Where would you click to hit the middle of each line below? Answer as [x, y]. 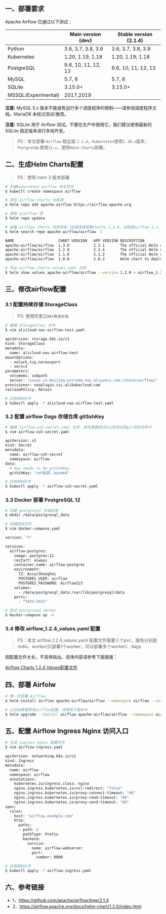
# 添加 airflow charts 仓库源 [34, 200]
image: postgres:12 [34, 556]
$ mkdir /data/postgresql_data [37, 515]
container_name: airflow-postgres [49, 565]
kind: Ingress [20, 761]
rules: [16, 811]
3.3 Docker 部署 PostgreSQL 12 [43, 500]
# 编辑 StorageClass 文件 [30, 326]
